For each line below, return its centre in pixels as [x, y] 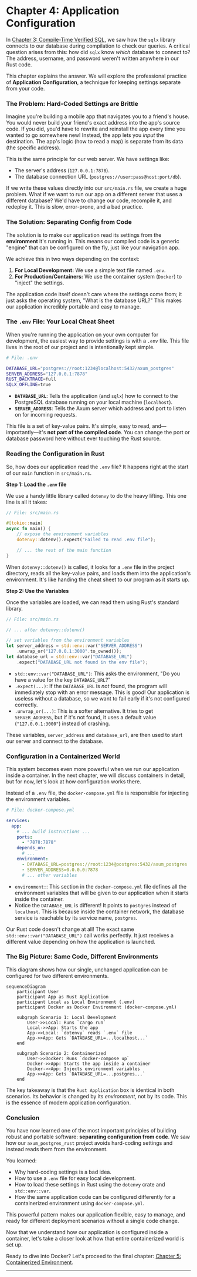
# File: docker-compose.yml [40, 810]
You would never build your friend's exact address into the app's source [93, 123]
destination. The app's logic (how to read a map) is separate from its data [95, 142]
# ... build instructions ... [54, 832]
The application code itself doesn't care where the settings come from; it [94, 294]
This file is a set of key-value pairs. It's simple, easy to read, [79, 426]
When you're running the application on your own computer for [82, 334]
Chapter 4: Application [63, 11]
